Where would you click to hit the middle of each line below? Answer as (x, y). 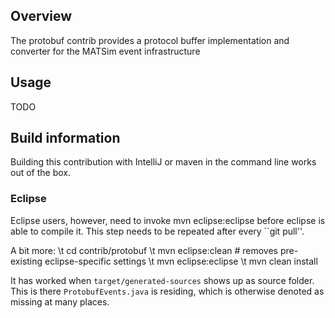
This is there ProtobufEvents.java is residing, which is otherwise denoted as (167, 291)
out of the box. (40, 173)
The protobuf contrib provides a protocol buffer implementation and (150, 40)
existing (26, 261)
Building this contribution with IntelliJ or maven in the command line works (163, 162)
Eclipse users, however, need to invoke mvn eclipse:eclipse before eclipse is (168, 220)
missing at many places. (60, 301)
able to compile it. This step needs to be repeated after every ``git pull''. (157, 231)
